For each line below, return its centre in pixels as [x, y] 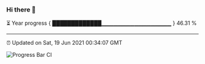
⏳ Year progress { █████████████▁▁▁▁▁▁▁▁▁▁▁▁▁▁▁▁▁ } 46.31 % [102, 23]
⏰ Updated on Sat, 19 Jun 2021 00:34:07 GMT [64, 43]
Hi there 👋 [21, 10]
